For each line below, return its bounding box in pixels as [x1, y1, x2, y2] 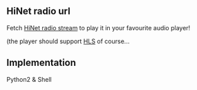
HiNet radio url [6, 5, 71, 17]
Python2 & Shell [6, 75, 53, 83]
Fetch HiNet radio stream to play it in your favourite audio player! [6, 23, 191, 32]
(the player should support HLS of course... [6, 37, 130, 45]
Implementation [6, 57, 77, 69]
